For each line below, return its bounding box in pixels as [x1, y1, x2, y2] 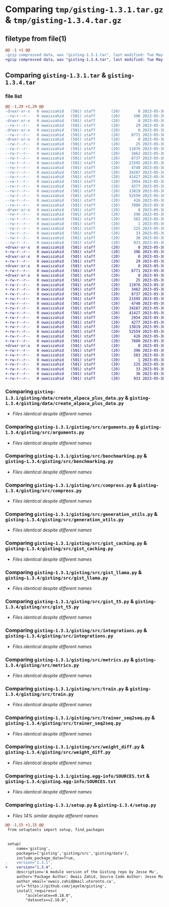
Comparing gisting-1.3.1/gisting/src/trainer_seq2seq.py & [5, 714, 155, 721]
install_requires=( [16, 888, 57, 893]
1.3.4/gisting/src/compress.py [5, 488, 82, 494]
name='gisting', [16, 846, 51, 851]
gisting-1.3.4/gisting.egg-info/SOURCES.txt [5, 778, 116, 784]
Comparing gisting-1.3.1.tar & [5, 71, 107, 80]
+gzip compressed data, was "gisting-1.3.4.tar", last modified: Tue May [5, 57, 163, 62]
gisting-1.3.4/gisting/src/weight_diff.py [5, 750, 111, 755]
